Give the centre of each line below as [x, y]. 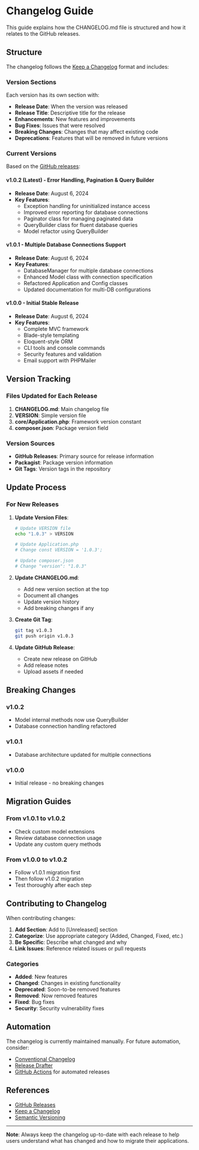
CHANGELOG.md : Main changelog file [62, 409]
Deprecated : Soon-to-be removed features [68, 989]
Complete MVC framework [56, 328]
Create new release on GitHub [60, 659]
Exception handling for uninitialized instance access [87, 206]
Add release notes [46, 665]
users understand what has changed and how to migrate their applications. [98, 1140]
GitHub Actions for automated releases [62, 1072]
